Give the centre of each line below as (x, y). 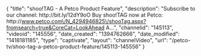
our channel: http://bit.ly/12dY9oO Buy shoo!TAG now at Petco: (85, 15)
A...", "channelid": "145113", (140, 27)
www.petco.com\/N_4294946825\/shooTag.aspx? (84, 21)
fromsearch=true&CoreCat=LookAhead (55, 27)
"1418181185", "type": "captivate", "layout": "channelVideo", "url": (87, 40)
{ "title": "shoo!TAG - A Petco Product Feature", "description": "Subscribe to (101, 9)
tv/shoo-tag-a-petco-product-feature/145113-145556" (74, 46)
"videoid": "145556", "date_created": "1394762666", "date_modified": (93, 34)
